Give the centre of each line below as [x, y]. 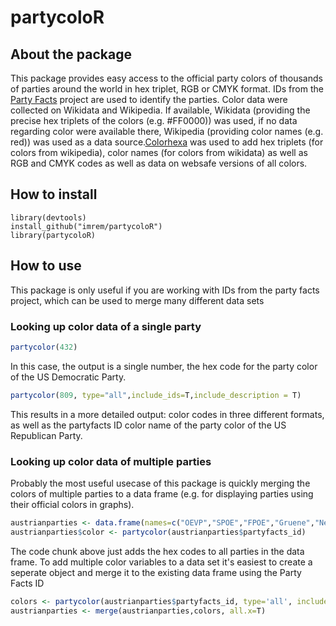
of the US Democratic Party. [68, 377]
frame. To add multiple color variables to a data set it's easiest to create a [161, 562]
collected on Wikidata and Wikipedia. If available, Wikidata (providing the [160, 110]
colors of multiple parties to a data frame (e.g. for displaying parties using [162, 493]
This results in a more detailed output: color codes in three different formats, [167, 414]
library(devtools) [48, 217]
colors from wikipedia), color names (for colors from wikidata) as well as [159, 152]
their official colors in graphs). [72, 504]
